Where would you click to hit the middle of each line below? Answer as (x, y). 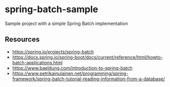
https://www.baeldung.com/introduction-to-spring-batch (72, 68)
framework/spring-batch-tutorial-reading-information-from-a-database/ (88, 79)
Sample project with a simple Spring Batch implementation (67, 23)
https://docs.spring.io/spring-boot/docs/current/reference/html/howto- (88, 57)
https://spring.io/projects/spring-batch (53, 51)
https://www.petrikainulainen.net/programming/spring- (70, 73)
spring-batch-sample (51, 9)
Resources (22, 39)
